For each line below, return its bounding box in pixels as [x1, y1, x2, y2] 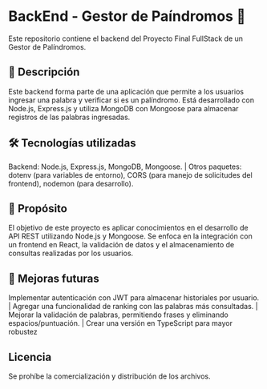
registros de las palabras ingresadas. [8, 112, 131, 122]
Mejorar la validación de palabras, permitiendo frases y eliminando [8, 310, 229, 319]
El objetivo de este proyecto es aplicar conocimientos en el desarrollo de [8, 223, 249, 233]
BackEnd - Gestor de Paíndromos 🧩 [8, 7, 246, 26]
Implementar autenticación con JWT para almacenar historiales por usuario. [8, 293, 260, 303]
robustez [8, 327, 38, 337]
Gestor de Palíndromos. [8, 42, 87, 51]
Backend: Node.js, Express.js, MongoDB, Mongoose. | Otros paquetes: [8, 162, 242, 171]
